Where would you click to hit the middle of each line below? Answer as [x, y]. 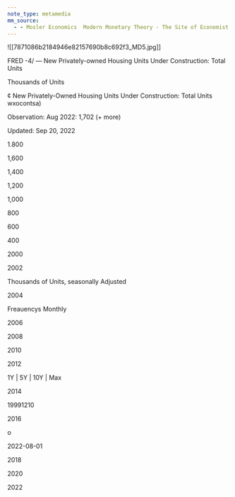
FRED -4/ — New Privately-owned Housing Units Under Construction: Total [116, 61]
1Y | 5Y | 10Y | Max [35, 378]
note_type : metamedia [39, 14]
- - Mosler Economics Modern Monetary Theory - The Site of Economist [121, 27]
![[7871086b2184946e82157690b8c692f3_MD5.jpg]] [84, 47]
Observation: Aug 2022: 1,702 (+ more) [64, 117]
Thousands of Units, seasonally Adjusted [67, 282]
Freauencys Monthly [37, 309]
